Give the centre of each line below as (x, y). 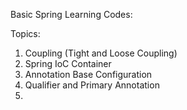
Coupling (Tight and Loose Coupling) (101, 53)
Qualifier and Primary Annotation (92, 85)
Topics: (25, 33)
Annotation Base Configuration (88, 74)
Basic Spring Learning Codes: (71, 14)
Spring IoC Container (68, 63)
